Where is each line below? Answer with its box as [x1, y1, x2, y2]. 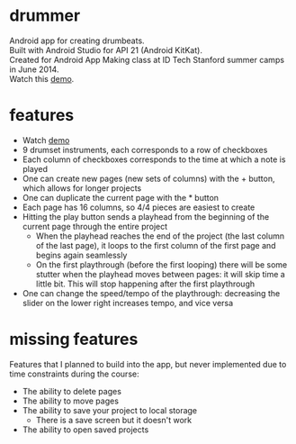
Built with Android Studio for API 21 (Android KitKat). [9, 44, 202, 55]
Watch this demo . [9, 73, 75, 84]
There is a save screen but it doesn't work [35, 414, 192, 425]
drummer [9, 5, 81, 26]
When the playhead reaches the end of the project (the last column [35, 231, 285, 241]
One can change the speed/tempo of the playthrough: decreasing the [22, 287, 281, 298]
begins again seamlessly [35, 249, 128, 260]
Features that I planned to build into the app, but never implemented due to [9, 358, 287, 369]
